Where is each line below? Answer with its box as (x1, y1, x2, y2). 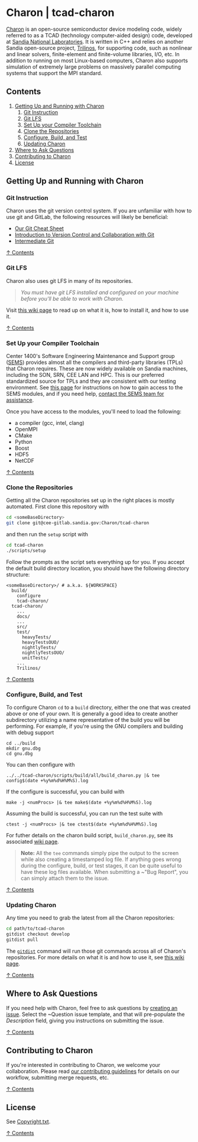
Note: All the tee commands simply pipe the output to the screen (20, 850, 179, 857)
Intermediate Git (14, 237, 54, 245)
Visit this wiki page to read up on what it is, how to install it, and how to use (6, 307, 189, 314)
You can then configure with (6, 761, 75, 769)
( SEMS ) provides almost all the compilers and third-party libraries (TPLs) (6, 359, 183, 366)
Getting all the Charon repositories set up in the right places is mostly (6, 497, 175, 504)
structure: (6, 571, 30, 578)
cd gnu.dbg (6, 751, 33, 757)
